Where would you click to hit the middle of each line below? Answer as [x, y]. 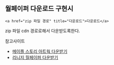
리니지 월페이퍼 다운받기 [35, 57]
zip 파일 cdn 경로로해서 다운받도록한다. [43, 31]
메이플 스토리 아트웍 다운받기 [40, 51]
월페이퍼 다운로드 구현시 [39, 9]
